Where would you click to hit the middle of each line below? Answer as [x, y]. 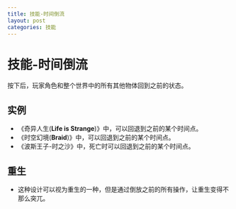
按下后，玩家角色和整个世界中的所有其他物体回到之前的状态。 [97, 85]
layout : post [27, 21]
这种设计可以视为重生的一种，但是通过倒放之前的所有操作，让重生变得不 [123, 189]
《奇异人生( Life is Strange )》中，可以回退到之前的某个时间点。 [110, 129]
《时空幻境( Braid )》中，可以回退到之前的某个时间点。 [96, 138]
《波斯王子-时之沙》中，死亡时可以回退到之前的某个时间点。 [106, 146]
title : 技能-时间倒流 [36, 14]
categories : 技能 [32, 27]
